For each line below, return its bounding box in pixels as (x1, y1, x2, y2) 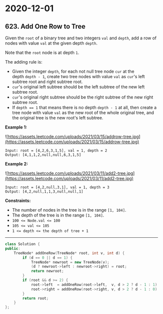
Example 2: (5, 161, 28, 166)
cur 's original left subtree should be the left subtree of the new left (12, 84, 145, 90)
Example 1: (5, 124, 28, 130)
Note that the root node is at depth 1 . (5, 50, 80, 55)
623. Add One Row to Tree (5, 22, 86, 31)
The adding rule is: (5, 59, 43, 65)
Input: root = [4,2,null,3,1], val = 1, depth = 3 (5, 185, 110, 190)
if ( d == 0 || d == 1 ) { (22, 255, 73, 260)
